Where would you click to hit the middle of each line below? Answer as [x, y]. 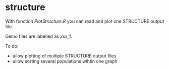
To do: [12, 46]
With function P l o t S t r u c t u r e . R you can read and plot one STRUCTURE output [85, 21]
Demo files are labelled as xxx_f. [39, 36]
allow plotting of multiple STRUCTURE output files [64, 56]
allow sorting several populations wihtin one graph [65, 61]
